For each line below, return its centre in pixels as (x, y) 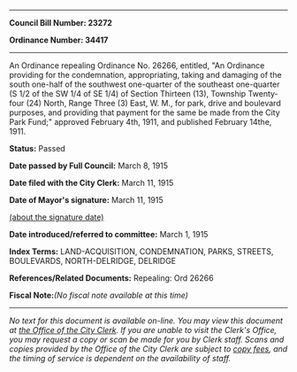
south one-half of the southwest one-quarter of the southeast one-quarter (145, 84)
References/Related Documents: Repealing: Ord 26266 (111, 278)
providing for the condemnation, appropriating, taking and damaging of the (145, 75)
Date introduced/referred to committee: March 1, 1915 (109, 234)
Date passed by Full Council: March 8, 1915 (89, 166)
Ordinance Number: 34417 (59, 40)
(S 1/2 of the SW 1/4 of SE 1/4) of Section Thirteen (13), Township (128, 93)
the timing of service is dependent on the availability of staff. (120, 358)
